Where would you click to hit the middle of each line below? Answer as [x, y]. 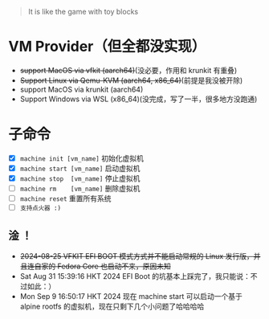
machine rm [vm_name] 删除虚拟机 [80, 189]
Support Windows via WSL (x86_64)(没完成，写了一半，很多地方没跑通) [139, 99]
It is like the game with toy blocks [83, 12]
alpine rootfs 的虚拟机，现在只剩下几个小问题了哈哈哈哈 [112, 307]
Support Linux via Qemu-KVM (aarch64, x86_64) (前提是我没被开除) [131, 80]
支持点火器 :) [41, 208]
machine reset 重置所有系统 [65, 198]
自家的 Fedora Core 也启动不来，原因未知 [102, 266]
